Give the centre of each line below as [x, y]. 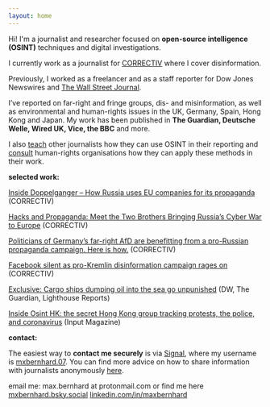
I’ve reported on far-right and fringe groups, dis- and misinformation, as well [135, 102]
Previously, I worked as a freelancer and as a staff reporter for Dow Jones [131, 78]
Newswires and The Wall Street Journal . [75, 87]
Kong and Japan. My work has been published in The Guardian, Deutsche [132, 120]
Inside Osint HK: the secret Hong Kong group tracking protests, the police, [132, 313]
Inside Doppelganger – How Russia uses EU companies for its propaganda [132, 192]
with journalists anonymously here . [66, 370]
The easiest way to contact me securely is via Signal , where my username [133, 353]
